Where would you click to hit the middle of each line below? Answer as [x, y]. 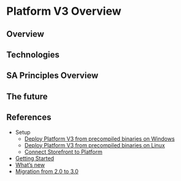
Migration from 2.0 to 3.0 [47, 171]
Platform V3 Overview [64, 11]
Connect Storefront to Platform [63, 152]
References [29, 117]
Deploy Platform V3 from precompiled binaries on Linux [95, 145]
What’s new [30, 164]
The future [27, 96]
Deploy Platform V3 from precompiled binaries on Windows [99, 139]
